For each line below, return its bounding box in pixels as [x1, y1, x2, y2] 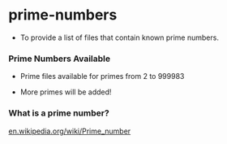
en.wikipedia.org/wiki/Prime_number [8, 126, 131, 136]
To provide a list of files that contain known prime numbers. [19, 33, 219, 42]
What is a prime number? [8, 107, 109, 119]
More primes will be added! [19, 87, 112, 97]
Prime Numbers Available [8, 53, 111, 64]
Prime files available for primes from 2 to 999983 [19, 72, 185, 81]
